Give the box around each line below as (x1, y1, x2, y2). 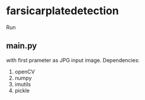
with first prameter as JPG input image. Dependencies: (6, 56, 140, 63)
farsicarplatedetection (6, 4, 120, 18)
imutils (14, 80, 31, 88)
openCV (14, 68, 36, 75)
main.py (6, 41, 37, 51)
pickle (14, 87, 30, 94)
